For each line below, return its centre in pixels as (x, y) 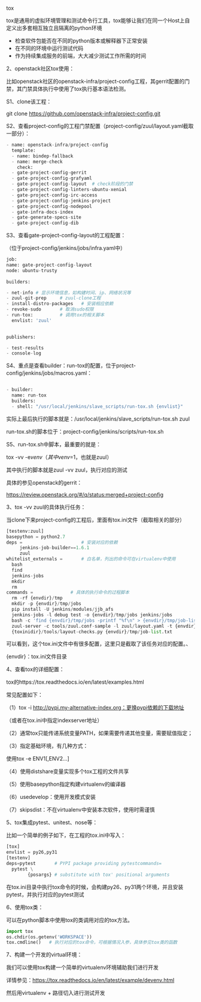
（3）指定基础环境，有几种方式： (47, 746)
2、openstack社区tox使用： (40, 68)
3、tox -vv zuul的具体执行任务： (46, 507)
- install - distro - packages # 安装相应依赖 (60, 304)
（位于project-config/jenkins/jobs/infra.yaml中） (66, 248)
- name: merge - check (37, 162)
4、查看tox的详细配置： (35, 669)
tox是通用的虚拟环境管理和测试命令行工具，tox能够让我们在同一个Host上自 (98, 20)
